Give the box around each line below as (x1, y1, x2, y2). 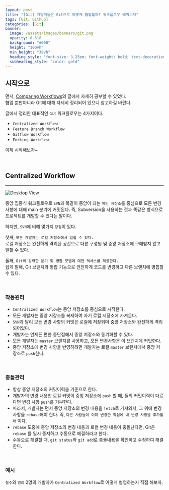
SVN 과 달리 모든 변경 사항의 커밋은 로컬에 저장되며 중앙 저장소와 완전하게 (12, 319, 154, 325)
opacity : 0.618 (10, 36, 42, 41)
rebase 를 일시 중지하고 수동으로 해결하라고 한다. (12, 430, 108, 437)
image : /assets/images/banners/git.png (10, 31, 94, 36)
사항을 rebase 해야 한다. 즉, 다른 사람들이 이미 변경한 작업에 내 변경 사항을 (12, 412, 151, 418)
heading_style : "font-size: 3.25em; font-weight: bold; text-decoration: (10, 54, 167, 60)
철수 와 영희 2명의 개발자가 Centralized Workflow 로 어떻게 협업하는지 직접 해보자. (5, 479, 163, 485)
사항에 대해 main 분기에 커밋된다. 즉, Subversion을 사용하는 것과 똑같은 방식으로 (5, 206, 163, 212)
